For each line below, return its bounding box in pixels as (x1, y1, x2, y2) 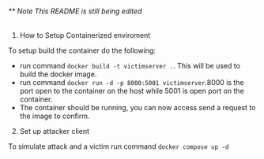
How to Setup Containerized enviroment (19, 31, 151, 40)
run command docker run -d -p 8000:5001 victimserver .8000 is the (19, 78, 244, 87)
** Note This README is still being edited (8, 6, 142, 16)
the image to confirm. (19, 111, 90, 121)
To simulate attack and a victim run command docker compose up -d (8, 142, 229, 151)
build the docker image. (19, 69, 97, 79)
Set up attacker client (19, 127, 89, 136)
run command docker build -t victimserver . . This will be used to (19, 61, 241, 71)
